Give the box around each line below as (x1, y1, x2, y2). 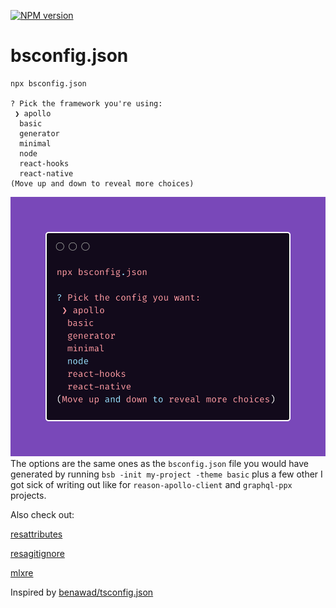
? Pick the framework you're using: (10, 98, 163, 109)
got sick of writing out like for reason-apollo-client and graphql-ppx (10, 478, 293, 490)
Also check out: (10, 508, 75, 520)
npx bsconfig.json (10, 78, 87, 89)
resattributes (10, 528, 63, 540)
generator (19, 128, 60, 139)
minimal (19, 138, 52, 149)
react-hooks (19, 158, 70, 169)
